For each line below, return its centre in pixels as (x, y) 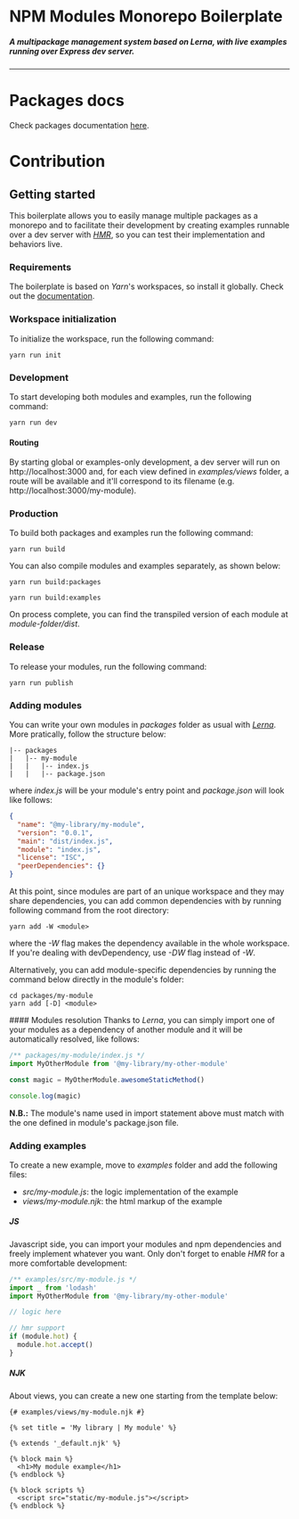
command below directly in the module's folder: (97, 979)
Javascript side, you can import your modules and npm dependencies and (145, 1244)
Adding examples (48, 1145)
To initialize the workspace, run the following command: (112, 338)
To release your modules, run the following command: (108, 666)
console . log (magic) (45, 1096)
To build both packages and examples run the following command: (131, 533)
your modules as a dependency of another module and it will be (126, 1030)
